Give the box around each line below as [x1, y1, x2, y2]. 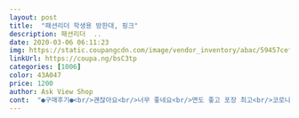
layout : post [9, 12, 58, 22]
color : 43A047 [9, 71, 62, 80]
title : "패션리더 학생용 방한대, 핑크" [9, 21, 139, 30]
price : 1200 [9, 79, 53, 88]
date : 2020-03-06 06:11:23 [9, 37, 109, 47]
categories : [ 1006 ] [9, 63, 82, 72]
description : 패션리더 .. [9, 29, 102, 38]
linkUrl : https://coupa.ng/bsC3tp [9, 54, 138, 63]
